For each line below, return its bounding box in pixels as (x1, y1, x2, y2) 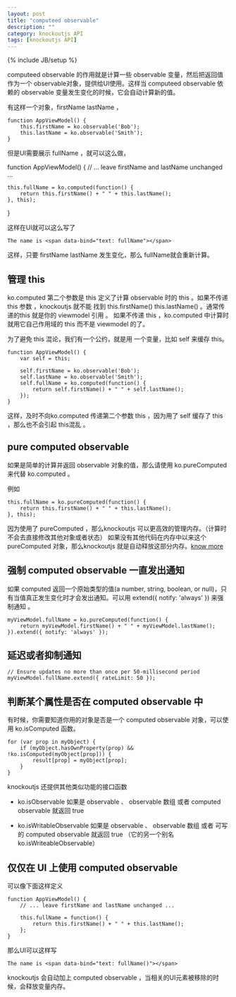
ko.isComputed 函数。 (15, 724, 80, 733)
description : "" (7, 23, 55, 30)
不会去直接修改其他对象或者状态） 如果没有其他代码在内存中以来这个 (7, 533, 206, 542)
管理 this (7, 273, 46, 286)
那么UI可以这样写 (7, 946, 58, 954)
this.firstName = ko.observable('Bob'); (20, 123, 140, 130)
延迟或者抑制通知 (7, 649, 82, 661)
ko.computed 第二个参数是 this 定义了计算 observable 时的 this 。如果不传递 (7, 293, 229, 302)
